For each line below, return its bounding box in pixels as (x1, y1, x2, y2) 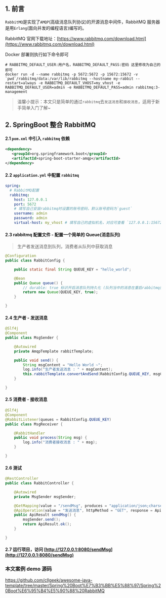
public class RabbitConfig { (5, 258, 65, 263)
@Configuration (5, 254, 37, 259)
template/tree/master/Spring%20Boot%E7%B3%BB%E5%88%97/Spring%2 (5, 582, 162, 588)
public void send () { (14, 358, 58, 363)
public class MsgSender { (5, 335, 58, 340)
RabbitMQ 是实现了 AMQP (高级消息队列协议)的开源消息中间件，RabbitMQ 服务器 (5, 19, 161, 25)
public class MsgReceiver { (5, 421, 63, 427)
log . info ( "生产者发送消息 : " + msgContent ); (23, 367, 113, 372)
